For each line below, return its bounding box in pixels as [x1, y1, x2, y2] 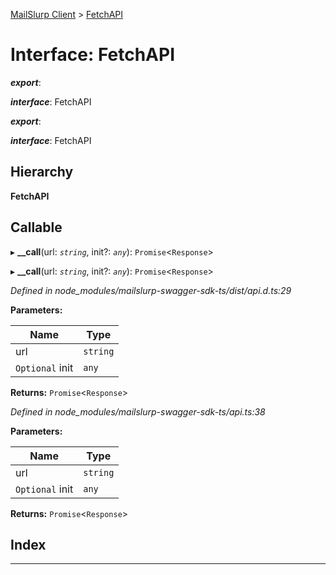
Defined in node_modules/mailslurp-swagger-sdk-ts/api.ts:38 [10, 405, 266, 418]
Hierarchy [10, 164, 74, 181]
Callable [10, 219, 63, 236]
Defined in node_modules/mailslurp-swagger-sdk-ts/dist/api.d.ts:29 [10, 284, 292, 296]
